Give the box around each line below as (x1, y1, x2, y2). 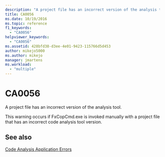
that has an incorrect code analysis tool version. (5, 119, 102, 125)
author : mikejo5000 (5, 48, 45, 53)
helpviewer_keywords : (5, 35, 50, 40)
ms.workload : (5, 62, 32, 67)
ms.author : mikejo (5, 53, 43, 58)
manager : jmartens (5, 58, 43, 63)
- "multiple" (9, 67, 36, 72)
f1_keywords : (5, 26, 32, 31)
